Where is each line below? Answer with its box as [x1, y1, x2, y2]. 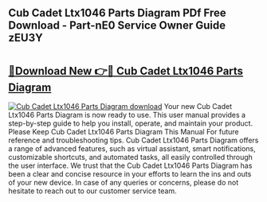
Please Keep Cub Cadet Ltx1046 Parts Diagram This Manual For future [8, 127, 239, 136]
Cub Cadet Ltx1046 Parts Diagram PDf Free [8, 6, 227, 20]
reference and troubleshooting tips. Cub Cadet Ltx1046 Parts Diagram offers [8, 135, 259, 145]
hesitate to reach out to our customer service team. [8, 186, 177, 196]
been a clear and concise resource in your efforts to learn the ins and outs [8, 169, 252, 178]
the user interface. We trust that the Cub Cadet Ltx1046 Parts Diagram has [8, 161, 253, 170]
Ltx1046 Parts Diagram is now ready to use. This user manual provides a [8, 111, 245, 119]
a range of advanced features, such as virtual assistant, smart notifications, [8, 144, 257, 153]
